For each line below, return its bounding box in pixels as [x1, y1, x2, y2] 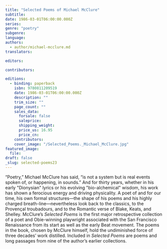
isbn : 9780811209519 [14, 86, 57, 91]
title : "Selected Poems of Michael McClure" [5, 7, 100, 13]
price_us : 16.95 [18, 128, 53, 133]
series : [5, 21, 22, 27]
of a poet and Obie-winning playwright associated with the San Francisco [5, 216, 157, 222]
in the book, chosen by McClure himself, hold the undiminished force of [5, 227, 153, 233]
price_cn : [18, 132, 39, 137]
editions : [5, 76, 26, 82]
